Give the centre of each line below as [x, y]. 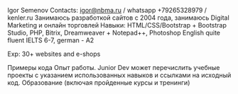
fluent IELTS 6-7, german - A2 [51, 40]
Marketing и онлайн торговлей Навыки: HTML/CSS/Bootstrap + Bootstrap [117, 25]
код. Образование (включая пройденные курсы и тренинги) [99, 83]
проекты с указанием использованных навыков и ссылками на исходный [119, 75]
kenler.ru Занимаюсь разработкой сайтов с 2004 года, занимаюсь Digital [118, 18]
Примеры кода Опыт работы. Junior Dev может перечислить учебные [114, 67]
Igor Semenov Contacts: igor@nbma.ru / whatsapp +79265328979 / [107, 10]
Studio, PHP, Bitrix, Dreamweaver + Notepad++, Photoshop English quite [114, 33]
